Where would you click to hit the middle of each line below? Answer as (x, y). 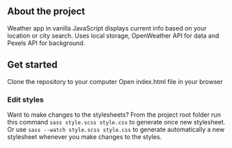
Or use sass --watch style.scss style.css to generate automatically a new (116, 129)
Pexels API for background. (46, 43)
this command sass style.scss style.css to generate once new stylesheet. (116, 122)
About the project (46, 11)
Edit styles (25, 99)
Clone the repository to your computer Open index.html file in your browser (115, 81)
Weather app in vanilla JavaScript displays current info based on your (107, 28)
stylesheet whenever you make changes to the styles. (85, 137)
